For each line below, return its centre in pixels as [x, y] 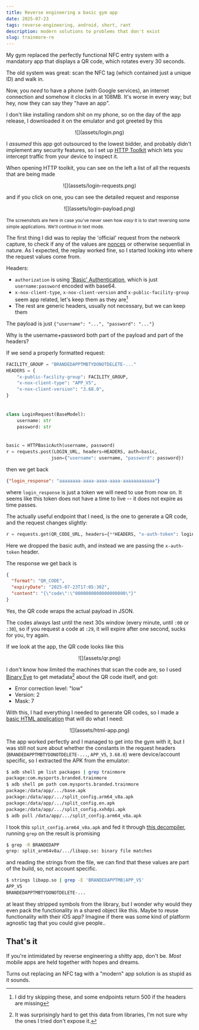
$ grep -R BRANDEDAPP [33, 845]
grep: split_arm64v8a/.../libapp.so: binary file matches [79, 851]
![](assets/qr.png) [99, 658]
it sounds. [18, 980]
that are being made [31, 174]
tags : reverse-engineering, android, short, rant [69, 25]
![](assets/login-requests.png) [99, 186]
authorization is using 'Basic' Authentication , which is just [86, 280]
